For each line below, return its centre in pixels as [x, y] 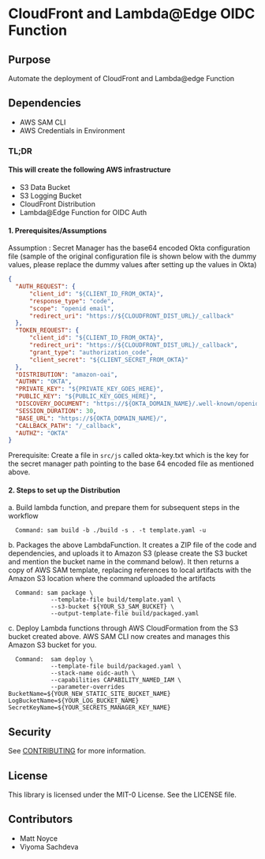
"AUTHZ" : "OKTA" [42, 433]
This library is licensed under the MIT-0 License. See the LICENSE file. [122, 795]
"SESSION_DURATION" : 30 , [56, 411]
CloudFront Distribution [58, 204]
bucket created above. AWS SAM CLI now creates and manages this [119, 637]
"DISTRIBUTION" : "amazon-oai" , [67, 374]
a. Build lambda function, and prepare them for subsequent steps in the [124, 508]
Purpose [30, 59]
